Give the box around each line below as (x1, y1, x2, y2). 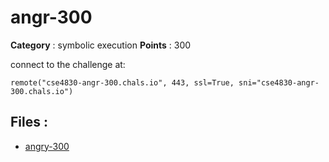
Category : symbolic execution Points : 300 (10, 39, 192, 51)
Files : (10, 114, 48, 131)
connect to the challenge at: (10, 58, 126, 70)
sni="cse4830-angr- (238, 77, 320, 88)
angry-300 (24, 140, 70, 152)
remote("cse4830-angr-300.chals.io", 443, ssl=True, (10, 77, 235, 88)
